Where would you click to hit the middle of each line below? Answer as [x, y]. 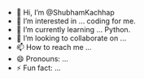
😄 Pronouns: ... [42, 59]
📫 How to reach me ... [54, 47]
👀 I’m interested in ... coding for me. [76, 21]
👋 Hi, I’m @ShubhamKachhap [65, 12]
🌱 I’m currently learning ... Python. [73, 29]
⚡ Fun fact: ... [38, 68]
